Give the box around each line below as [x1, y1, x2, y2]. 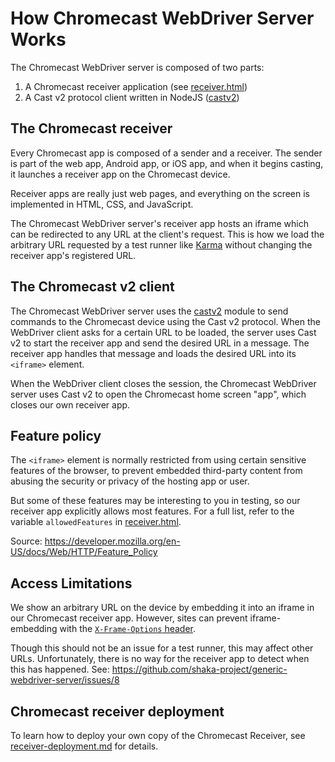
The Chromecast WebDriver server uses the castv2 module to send [10, 305, 289, 317]
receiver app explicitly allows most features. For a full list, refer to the [10, 505, 295, 517]
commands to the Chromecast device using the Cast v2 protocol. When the [10, 315, 321, 327]
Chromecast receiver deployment [10, 703, 225, 720]
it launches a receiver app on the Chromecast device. [10, 168, 231, 180]
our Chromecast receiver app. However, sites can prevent [10, 612, 248, 624]
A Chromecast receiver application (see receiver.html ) [24, 80, 248, 92]
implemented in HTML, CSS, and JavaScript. [10, 198, 194, 210]
